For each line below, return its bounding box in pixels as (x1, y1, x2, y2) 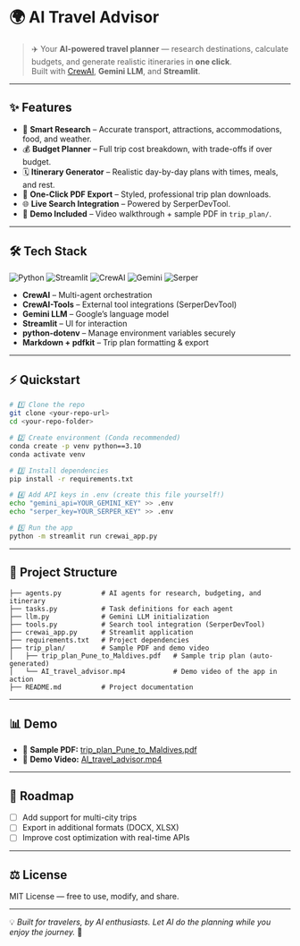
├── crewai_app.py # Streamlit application (9, 627, 194, 636)
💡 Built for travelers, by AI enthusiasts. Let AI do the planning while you (9, 916, 271, 927)
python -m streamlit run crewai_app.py (9, 532, 158, 541)
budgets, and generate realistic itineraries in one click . (30, 55, 232, 67)
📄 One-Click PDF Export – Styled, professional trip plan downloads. (21, 189, 271, 200)
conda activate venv (9, 449, 87, 459)
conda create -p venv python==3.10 (9, 441, 142, 450)
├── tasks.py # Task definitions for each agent (9, 604, 234, 613)
